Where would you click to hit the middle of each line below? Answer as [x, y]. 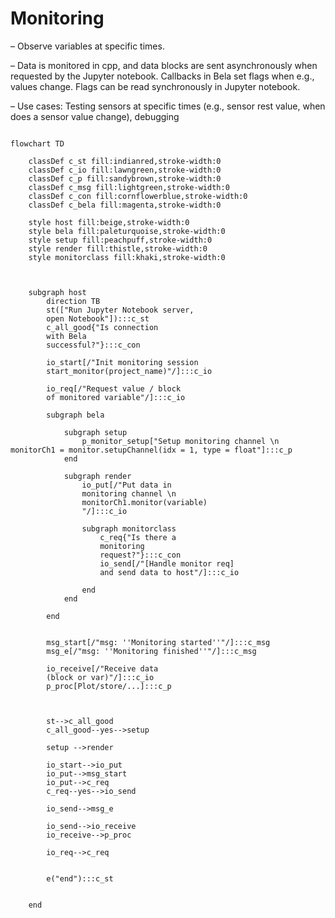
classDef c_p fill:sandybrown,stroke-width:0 [125, 178]
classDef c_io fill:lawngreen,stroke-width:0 [125, 170]
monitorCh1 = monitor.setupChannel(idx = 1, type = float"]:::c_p [151, 450]
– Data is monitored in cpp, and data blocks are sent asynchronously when [164, 65]
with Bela [66, 336]
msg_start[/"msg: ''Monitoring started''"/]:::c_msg [158, 642]
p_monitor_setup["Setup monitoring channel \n [180, 441]
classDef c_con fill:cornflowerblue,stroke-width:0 [138, 196]
